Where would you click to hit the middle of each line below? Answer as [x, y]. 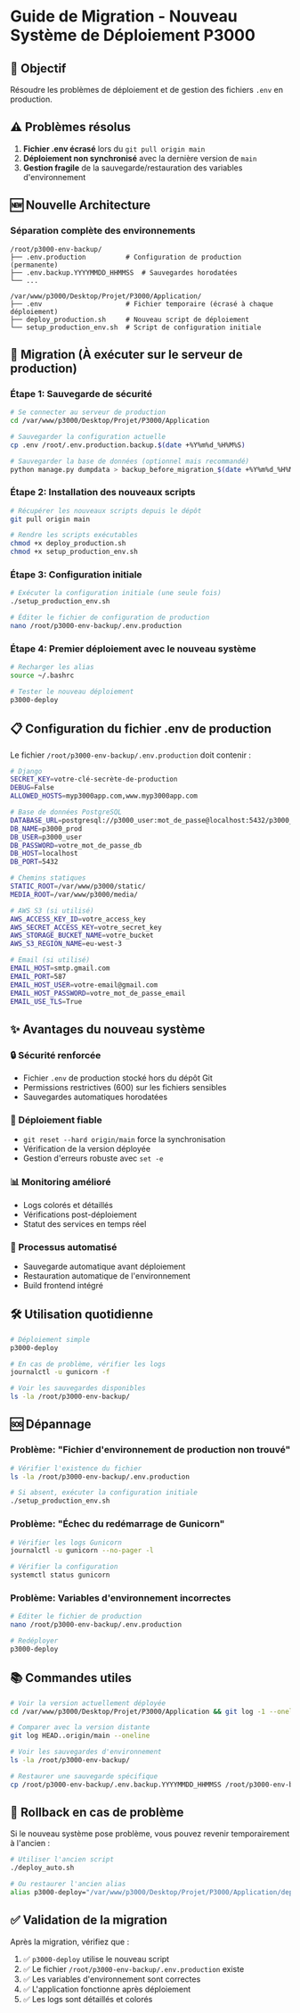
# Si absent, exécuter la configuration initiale [104, 1493]
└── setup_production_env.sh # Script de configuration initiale [136, 327]
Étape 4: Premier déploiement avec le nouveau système [133, 649]
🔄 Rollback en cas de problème [97, 1813]
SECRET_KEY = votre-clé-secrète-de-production [94, 779]
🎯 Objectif [38, 68]
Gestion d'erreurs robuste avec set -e [93, 1158]
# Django [26, 771]
